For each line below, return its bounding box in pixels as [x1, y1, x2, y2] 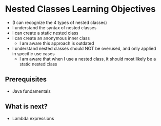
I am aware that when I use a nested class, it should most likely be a [19, 56, 156, 62]
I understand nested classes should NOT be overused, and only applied [12, 45, 156, 51]
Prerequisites [5, 75, 47, 84]
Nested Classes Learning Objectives [5, 3, 156, 15]
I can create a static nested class [12, 30, 79, 36]
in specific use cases [12, 50, 55, 57]
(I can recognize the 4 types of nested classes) [12, 20, 107, 25]
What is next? [5, 103, 48, 111]
